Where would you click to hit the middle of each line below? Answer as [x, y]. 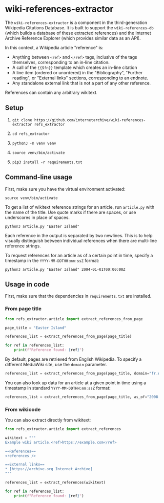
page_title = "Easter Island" [36, 328]
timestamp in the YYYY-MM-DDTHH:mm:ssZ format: [52, 261]
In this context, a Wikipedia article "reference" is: [54, 47]
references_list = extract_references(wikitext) [55, 482]
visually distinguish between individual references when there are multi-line [81, 241]
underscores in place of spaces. [37, 217]
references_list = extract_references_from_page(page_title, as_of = [76, 397]
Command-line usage [39, 177]
